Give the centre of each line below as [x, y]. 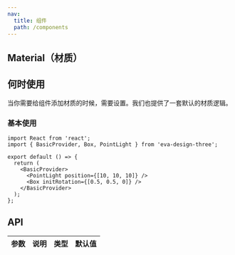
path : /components [41, 27]
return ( [27, 163]
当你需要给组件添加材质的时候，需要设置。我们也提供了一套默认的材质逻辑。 [120, 103]
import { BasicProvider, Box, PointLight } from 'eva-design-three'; [113, 144]
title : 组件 [31, 21]
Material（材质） [45, 58]
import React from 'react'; [49, 138]
